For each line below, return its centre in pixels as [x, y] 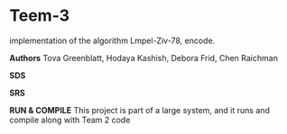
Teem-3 [40, 16]
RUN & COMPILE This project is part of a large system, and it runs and [140, 110]
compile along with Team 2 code [70, 120]
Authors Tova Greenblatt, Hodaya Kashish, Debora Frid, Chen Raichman [143, 58]
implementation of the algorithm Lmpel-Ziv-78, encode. [112, 40]
